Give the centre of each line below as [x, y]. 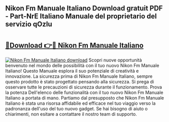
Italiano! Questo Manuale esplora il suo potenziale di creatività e [72, 71]
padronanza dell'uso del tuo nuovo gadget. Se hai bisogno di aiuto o [77, 109]
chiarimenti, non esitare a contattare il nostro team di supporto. [71, 114]
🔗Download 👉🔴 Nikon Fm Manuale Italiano [74, 45]
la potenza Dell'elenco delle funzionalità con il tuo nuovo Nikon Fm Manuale [84, 93]
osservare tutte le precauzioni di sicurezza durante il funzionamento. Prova [84, 87]
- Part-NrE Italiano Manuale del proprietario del [81, 17]
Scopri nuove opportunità [115, 60]
